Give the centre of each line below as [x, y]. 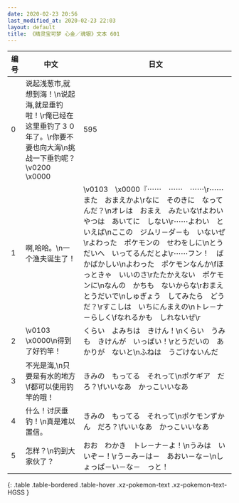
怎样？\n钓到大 [50, 451]
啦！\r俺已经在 [49, 116]
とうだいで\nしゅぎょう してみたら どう [154, 296]
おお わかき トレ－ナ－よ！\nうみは [147, 445]
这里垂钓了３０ [51, 127]
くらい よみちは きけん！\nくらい [143, 331]
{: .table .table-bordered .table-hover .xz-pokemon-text [89, 485]
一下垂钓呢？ [54, 159]
